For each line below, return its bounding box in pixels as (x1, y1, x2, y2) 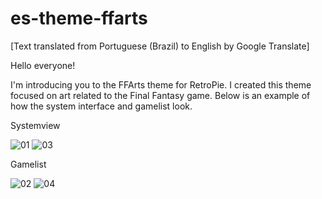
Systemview (10, 119, 61, 131)
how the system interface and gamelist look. (10, 100, 193, 112)
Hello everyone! (10, 59, 76, 71)
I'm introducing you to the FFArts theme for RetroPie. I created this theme (10, 78, 312, 91)
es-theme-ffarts (10, 7, 148, 30)
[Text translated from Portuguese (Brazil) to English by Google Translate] (10, 40, 310, 52)
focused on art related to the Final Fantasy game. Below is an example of (10, 89, 311, 101)
